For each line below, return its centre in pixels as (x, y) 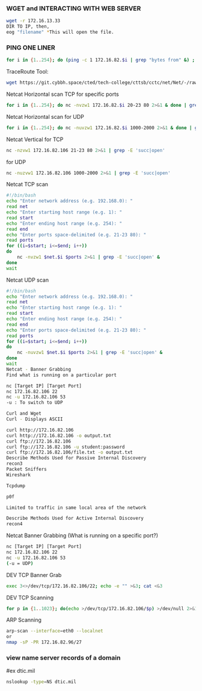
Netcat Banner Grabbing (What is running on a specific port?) (82, 535)
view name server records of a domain (63, 658)
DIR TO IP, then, (28, 27)
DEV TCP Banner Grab (34, 575)
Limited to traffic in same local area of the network (76, 508)
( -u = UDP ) (20, 563)
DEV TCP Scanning (30, 598)
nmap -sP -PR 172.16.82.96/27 (44, 642)
